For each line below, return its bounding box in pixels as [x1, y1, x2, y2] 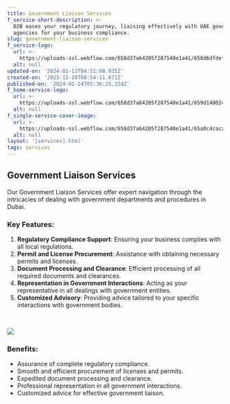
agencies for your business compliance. [13, 29, 130, 36]
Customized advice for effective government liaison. [16, 389, 165, 397]
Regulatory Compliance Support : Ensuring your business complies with [16, 235, 221, 244]
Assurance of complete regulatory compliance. [16, 360, 150, 368]
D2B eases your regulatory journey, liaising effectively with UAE [13, 23, 210, 30]
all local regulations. [16, 243, 74, 251]
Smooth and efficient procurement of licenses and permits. [16, 367, 183, 375]
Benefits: [7, 344, 39, 354]
